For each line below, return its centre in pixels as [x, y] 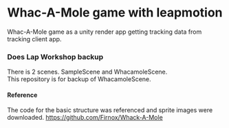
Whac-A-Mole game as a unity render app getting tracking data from [105, 32]
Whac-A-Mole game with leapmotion [115, 13]
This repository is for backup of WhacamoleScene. [79, 79]
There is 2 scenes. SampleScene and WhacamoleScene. [87, 72]
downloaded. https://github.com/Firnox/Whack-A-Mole [85, 118]
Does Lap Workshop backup [55, 56]
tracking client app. [34, 39]
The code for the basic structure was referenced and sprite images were [110, 110]
